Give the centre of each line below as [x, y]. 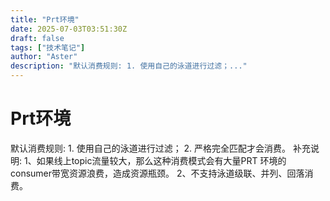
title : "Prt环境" [45, 19]
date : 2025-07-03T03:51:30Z [69, 29]
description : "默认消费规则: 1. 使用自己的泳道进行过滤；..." [129, 66]
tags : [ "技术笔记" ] [48, 47]
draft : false [37, 38]
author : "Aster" [44, 57]
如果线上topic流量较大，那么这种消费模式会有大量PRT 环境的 [161, 160]
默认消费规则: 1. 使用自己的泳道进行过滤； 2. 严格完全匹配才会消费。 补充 [161, 148]
